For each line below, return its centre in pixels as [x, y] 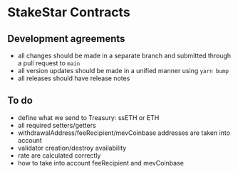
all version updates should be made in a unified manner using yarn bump [123, 71]
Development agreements [66, 39]
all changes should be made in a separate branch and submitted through [124, 55]
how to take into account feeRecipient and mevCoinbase [100, 163]
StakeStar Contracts [69, 12]
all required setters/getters [57, 125]
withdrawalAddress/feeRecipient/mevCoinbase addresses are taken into [124, 133]
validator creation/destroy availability [72, 148]
